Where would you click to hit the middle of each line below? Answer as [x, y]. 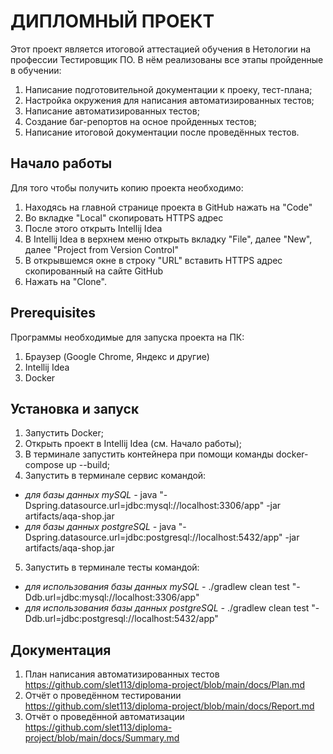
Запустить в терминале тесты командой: [112, 567]
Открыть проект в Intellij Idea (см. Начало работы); [133, 444]
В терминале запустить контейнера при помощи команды [149, 454]
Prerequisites [53, 313]
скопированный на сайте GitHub [94, 271]
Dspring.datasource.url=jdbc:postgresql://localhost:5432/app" [153, 537]
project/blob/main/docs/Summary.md [102, 738]
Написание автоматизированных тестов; [112, 111]
